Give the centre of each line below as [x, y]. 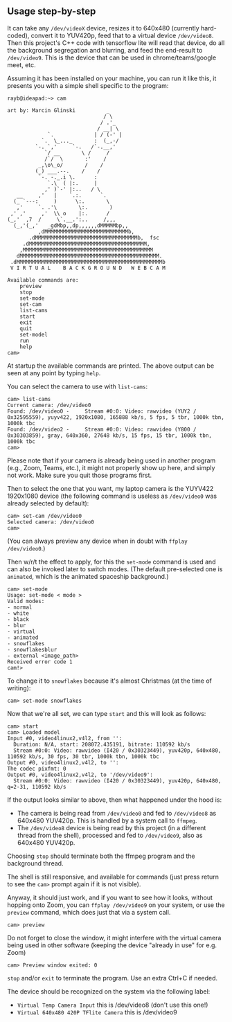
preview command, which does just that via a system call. [89, 912]
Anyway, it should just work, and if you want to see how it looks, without [110, 897]
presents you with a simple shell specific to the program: [88, 85]
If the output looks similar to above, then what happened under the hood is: [115, 800]
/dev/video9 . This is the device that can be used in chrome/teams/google [112, 57]
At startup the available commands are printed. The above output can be [111, 366]
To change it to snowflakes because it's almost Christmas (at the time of [110, 681]
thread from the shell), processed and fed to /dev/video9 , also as [110, 835]
